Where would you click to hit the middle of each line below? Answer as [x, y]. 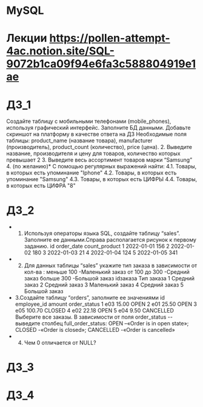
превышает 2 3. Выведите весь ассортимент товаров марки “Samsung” [99, 160]
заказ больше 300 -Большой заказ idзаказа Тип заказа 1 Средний [109, 279]
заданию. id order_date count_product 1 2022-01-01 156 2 [97, 247]
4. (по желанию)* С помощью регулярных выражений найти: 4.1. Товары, [101, 167]
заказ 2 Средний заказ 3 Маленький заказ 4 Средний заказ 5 [104, 285]
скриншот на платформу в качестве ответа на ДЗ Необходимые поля [96, 134]
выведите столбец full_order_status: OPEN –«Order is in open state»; [102, 323]
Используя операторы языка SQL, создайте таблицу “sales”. [102, 233]
